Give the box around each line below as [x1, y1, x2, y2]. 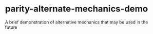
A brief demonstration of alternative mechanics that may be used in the [5, 19, 148, 25]
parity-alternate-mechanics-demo [5, 3, 148, 14]
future [5, 24, 18, 30]
